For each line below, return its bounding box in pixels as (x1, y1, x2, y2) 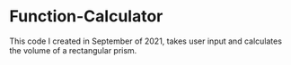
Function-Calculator (9, 6, 163, 27)
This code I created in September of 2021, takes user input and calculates (9, 36, 283, 46)
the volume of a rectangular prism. (9, 45, 137, 55)
